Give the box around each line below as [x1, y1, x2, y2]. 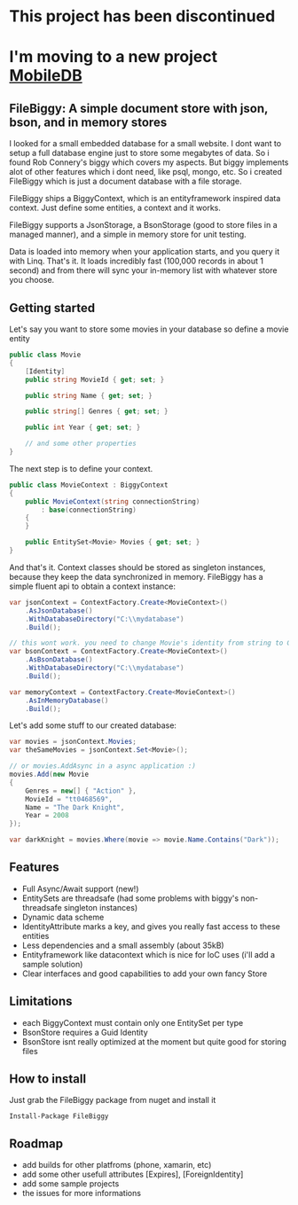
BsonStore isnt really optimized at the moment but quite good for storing [21, 1036, 286, 1047]
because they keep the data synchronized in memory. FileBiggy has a [9, 571, 263, 582]
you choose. [9, 275, 55, 286]
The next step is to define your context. [9, 463, 153, 473]
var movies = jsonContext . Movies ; [9, 738, 137, 747]
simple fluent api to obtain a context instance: [9, 581, 176, 591]
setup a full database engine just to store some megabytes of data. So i [9, 148, 270, 159]
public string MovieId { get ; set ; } [25, 375, 165, 384]
